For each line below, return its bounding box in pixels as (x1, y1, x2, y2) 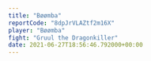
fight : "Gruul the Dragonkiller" (8, 33, 119, 42)
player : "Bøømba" (8, 26, 66, 34)
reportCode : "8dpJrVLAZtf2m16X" (8, 19, 115, 27)
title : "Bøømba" (8, 11, 62, 20)
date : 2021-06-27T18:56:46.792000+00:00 (8, 41, 144, 49)
